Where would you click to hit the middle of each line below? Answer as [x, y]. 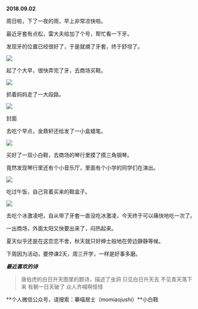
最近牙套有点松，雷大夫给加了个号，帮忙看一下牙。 [69, 34]
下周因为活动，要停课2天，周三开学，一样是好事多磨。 [73, 254]
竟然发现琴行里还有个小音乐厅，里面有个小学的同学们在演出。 [82, 168]
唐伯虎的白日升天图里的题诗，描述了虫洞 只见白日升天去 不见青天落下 [106, 279]
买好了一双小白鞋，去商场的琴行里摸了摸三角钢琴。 [69, 155]
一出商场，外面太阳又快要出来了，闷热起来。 [61, 228]
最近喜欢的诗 [22, 266]
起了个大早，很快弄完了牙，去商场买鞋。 [56, 70]
